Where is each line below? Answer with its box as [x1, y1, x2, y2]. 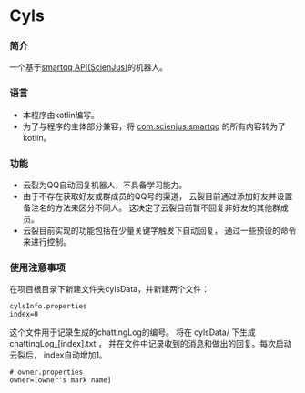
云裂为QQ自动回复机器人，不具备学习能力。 [22, 179, 188, 191]
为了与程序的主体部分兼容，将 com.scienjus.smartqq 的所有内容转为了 [22, 120, 287, 132]
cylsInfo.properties [9, 302, 88, 311]
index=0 [9, 310, 39, 319]
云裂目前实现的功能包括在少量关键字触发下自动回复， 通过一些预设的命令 [22, 225, 297, 237]
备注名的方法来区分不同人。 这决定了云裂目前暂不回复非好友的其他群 [22, 202, 280, 214]
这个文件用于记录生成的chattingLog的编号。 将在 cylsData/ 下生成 [9, 327, 257, 338]
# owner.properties [9, 368, 84, 378]
